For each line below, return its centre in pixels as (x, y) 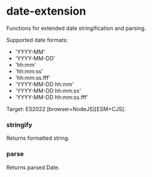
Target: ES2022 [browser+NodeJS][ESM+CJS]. (66, 109)
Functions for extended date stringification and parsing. (76, 28)
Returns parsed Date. (33, 167)
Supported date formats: (37, 40)
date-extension (46, 11)
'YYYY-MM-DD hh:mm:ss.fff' (52, 97)
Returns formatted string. (38, 138)
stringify (19, 125)
